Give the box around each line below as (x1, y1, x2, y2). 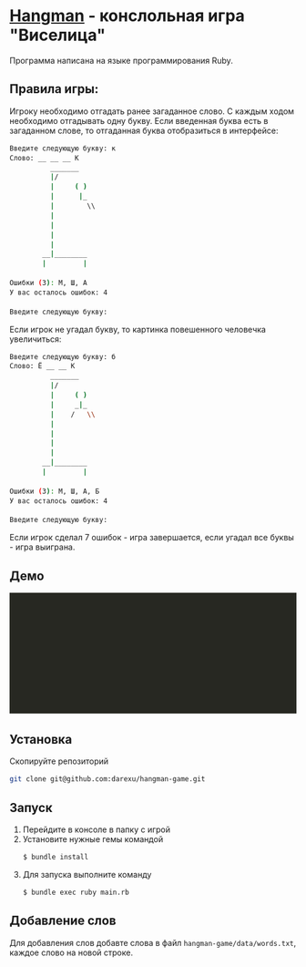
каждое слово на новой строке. (9, 947, 134, 958)
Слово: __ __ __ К (9, 153, 79, 162)
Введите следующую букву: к (9, 143, 117, 153)
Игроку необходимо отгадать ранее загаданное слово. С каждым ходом (9, 106, 294, 117)
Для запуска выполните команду (22, 869, 152, 880)
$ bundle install (22, 852, 89, 861)
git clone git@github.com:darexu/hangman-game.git (9, 775, 206, 784)
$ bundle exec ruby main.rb (22, 888, 129, 897)
